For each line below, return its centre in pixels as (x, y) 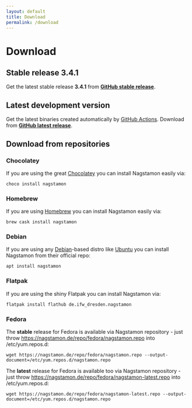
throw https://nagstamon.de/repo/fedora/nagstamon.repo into (81, 338)
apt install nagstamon (34, 267)
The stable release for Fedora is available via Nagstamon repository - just (95, 332)
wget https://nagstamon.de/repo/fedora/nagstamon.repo (74, 355)
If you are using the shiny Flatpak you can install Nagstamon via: (83, 293)
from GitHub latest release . (39, 126)
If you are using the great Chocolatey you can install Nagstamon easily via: (96, 173)
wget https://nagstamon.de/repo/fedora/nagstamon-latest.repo (83, 394)
